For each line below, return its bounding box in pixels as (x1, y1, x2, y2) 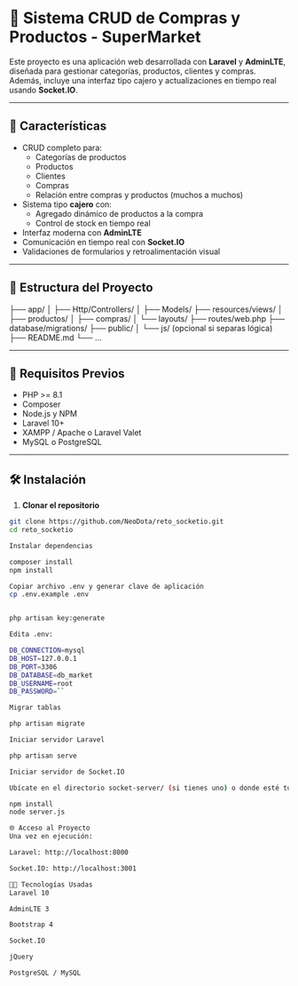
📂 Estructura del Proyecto (9, 280, 153, 296)
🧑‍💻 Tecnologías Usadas (9, 879, 93, 889)
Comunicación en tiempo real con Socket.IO (21, 236, 185, 247)
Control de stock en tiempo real (35, 218, 151, 228)
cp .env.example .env (9, 590, 90, 599)
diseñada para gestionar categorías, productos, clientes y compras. (9, 66, 256, 76)
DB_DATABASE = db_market (9, 671, 93, 680)
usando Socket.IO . (9, 84, 78, 95)
